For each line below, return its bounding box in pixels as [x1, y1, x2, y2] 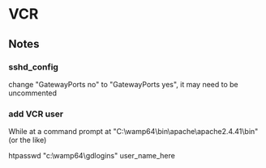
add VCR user [8, 108, 64, 120]
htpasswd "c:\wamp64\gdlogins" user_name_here [8, 151, 176, 161]
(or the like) [8, 135, 47, 145]
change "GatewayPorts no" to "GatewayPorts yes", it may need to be [8, 79, 239, 89]
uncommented [8, 88, 58, 98]
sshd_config [8, 61, 59, 73]
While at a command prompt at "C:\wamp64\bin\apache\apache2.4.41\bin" [8, 127, 259, 136]
